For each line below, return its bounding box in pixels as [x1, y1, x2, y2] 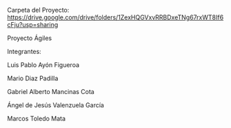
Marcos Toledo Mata [7, 114, 66, 122]
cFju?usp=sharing [7, 21, 59, 28]
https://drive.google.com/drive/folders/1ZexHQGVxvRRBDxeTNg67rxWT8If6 [7, 13, 224, 21]
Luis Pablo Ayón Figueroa [7, 61, 80, 68]
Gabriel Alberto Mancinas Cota [7, 88, 94, 95]
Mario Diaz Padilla [7, 74, 59, 82]
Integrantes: [7, 48, 41, 55]
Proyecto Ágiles [7, 34, 52, 42]
